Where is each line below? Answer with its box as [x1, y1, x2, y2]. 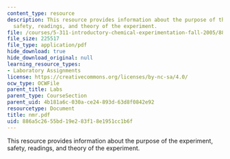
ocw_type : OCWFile [7, 80, 60, 87]
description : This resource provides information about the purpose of [7, 16, 216, 23]
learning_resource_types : [7, 61, 81, 68]
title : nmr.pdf [7, 111, 51, 118]
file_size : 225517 [7, 35, 60, 42]
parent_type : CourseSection [7, 93, 88, 100]
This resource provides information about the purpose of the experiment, [7, 136, 214, 145]
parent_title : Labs [7, 86, 63, 93]
